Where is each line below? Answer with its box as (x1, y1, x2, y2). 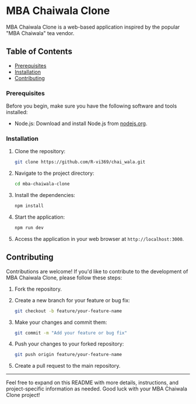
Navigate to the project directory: (14, 170, 94, 177)
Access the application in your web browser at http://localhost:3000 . (14, 235, 184, 242)
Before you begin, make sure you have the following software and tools (6, 102, 177, 109)
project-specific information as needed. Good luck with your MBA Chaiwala (6, 385, 188, 392)
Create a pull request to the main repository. (14, 362, 121, 370)
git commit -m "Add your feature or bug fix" (14, 330, 127, 336)
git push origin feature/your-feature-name (14, 352, 123, 358)
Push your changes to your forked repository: (14, 340, 124, 347)
